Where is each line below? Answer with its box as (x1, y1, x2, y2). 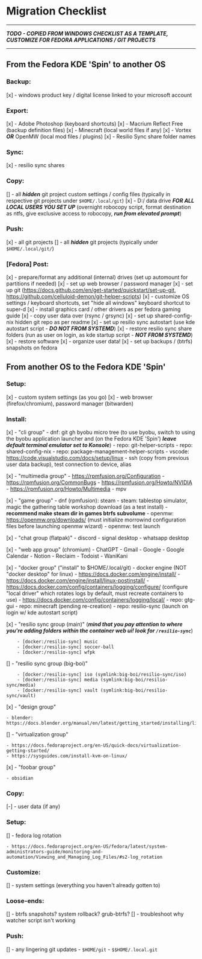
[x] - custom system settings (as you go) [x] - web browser (6, 393, 153, 401)
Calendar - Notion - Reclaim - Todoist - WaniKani (6, 552, 128, 559)
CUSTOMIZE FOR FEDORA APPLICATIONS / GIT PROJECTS (6, 36, 156, 43)
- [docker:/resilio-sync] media (17, 677, 98, 683)
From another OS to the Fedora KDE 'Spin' (6, 362, 166, 372)
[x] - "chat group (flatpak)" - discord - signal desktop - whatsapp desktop (6, 534, 189, 541)
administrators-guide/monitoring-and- (6, 849, 103, 855)
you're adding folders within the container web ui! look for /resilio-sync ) (6, 627, 194, 634)
